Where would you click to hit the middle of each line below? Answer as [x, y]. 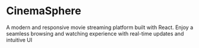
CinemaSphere [44, 11]
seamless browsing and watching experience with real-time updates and [95, 33]
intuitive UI [19, 40]
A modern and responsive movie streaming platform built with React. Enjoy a [100, 27]
